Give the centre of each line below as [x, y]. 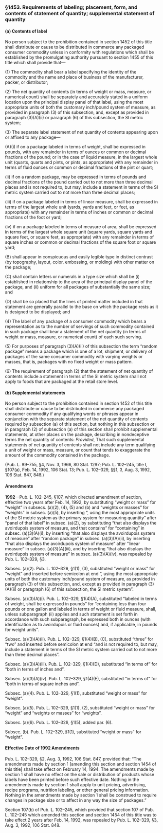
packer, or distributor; [27, 82]
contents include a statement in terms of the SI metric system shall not [76, 377]
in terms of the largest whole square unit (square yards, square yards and [79, 232]
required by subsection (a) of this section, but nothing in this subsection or [80, 424]
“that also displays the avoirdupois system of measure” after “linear [72, 543]
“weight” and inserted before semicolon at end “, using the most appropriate [81, 574]
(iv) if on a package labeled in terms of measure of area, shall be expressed [81, 227]
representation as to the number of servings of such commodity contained [80, 326]
